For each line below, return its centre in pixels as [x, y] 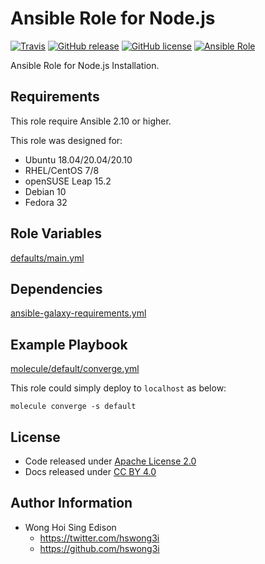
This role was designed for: [66, 140]
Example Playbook [69, 344]
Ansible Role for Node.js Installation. [85, 65]
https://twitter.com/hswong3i [99, 538]
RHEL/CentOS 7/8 [62, 170]
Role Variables [56, 233]
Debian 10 [45, 191]
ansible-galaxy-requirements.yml [78, 313]
